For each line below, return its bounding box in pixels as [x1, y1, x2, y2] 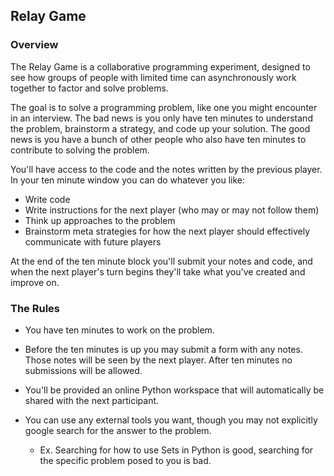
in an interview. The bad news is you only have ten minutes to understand [10, 112, 313, 124]
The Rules [10, 301, 60, 315]
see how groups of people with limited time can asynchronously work [10, 71, 297, 83]
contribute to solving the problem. [10, 144, 150, 156]
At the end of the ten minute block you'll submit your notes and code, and [10, 255, 313, 267]
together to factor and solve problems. [10, 82, 169, 94]
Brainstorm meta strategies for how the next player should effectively [24, 225, 311, 237]
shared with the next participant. [24, 394, 160, 406]
